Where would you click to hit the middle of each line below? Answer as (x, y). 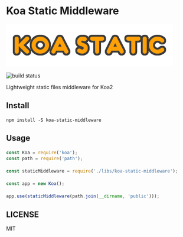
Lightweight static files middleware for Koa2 (60, 87)
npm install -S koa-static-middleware (54, 120)
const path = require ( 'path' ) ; (45, 159)
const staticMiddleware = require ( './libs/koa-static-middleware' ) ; (92, 171)
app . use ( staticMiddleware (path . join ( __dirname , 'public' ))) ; (83, 196)
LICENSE (23, 214)
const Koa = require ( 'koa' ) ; (42, 152)
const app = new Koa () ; (35, 184)
